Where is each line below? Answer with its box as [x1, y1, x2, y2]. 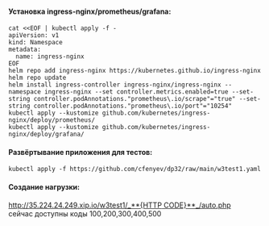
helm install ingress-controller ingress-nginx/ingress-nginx [8, 81, 221, 89]
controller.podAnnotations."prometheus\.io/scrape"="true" [33, 95, 236, 103]
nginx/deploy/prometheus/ [8, 116, 95, 124]
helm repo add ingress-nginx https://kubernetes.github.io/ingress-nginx [8, 67, 262, 75]
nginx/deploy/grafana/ [8, 130, 85, 139]
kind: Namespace [8, 39, 63, 47]
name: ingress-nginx [15, 52, 85, 61]
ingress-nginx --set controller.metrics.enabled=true [43, 88, 229, 96]
